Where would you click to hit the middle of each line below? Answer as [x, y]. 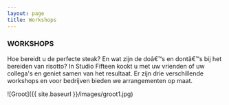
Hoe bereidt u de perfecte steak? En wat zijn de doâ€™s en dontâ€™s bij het [115, 58]
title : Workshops [32, 20]
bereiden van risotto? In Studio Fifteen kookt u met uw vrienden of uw [106, 66]
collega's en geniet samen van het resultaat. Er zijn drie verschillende [106, 73]
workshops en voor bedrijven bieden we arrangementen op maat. [100, 80]
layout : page [26, 13]
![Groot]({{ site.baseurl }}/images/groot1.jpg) [70, 94]
